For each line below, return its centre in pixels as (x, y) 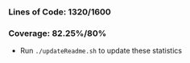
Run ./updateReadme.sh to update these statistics (101, 51)
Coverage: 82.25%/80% (58, 33)
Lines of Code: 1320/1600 (60, 12)
